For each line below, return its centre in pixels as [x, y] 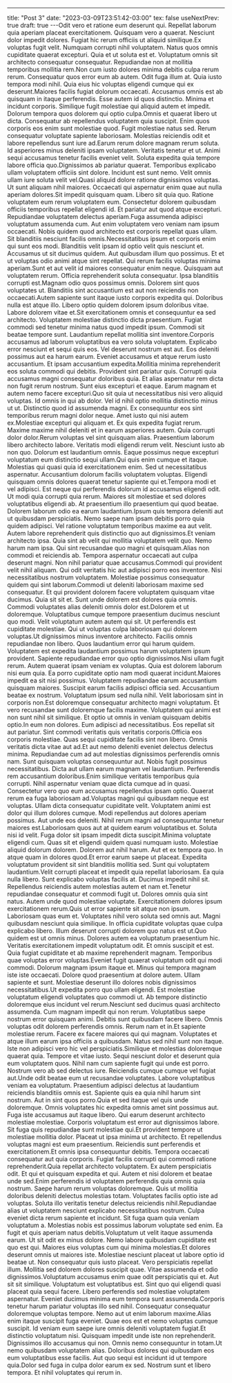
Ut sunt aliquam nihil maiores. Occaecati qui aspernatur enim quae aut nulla [115, 187]
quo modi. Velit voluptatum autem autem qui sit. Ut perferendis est [101, 622]
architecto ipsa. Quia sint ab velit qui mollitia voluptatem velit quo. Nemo [110, 540]
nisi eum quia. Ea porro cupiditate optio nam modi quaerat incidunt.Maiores [114, 673]
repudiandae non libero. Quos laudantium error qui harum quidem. [101, 644]
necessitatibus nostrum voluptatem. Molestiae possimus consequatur [106, 577]
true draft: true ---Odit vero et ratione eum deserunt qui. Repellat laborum [112, 25]
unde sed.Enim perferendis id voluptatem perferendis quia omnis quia [106, 1181]
